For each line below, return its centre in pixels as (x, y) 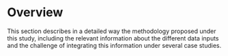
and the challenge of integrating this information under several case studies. (114, 45)
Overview (35, 12)
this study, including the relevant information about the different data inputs (113, 38)
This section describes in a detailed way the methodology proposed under (112, 31)
